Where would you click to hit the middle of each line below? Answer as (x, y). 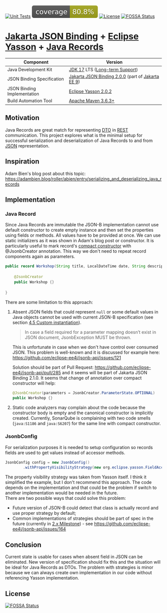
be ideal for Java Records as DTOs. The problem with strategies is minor (79, 567)
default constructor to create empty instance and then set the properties (79, 230)
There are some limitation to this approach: (49, 302)
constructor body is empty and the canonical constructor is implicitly (83, 413)
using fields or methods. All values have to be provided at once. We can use (83, 235)
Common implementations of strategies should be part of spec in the (83, 518)
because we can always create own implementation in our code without (79, 573)
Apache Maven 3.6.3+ (92, 101)
